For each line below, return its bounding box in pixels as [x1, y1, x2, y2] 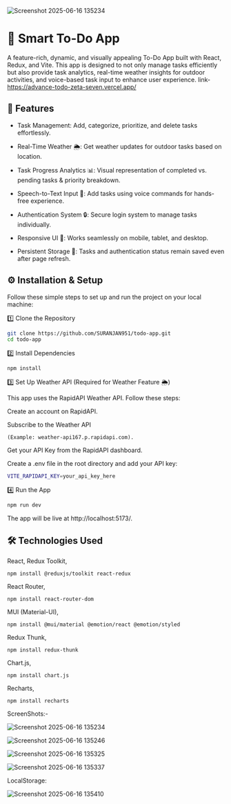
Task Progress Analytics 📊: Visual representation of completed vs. [17, 166, 207, 174]
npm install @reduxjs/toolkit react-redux [7, 570, 131, 577]
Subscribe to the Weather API [7, 421, 92, 429]
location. [17, 152, 43, 160]
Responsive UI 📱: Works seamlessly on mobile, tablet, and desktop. [17, 233, 209, 242]
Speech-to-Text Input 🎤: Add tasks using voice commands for [17, 189, 193, 197]
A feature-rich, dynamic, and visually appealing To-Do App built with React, [7, 53, 222, 61]
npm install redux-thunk [7, 646, 79, 654]
